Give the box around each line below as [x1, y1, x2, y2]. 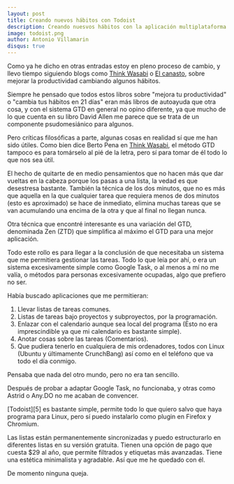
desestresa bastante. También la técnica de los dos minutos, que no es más [7, 184, 226, 192]
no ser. [7, 278, 27, 286]
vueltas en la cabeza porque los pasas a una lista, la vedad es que [7, 177, 198, 185]
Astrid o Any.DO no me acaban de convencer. [7, 392, 139, 399]
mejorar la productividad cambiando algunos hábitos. [7, 77, 161, 85]
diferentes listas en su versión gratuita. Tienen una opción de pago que [7, 441, 212, 449]
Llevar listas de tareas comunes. [17, 305, 111, 313]
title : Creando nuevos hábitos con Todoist [7, 17, 136, 24]
